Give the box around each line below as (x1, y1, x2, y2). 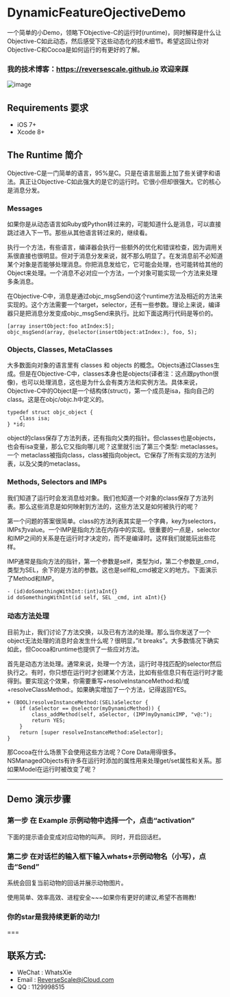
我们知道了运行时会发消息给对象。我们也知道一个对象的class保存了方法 (7, 494, 208, 502)
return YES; (31, 717, 66, 724)
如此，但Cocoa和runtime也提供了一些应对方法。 (7, 645, 144, 653)
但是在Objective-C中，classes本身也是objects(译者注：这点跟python (18, 370, 214, 378)
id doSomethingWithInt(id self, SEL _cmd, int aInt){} (7, 594, 167, 601)
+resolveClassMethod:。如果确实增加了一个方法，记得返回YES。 (7, 686, 190, 694)
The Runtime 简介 (7, 149, 84, 161)
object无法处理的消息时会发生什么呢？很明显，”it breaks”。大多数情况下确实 (7, 636, 220, 645)
